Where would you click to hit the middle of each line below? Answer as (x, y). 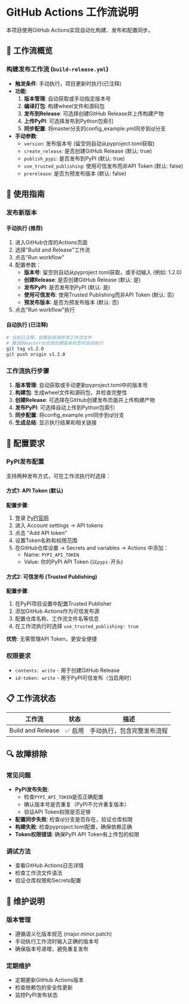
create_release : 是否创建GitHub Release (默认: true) (88, 151)
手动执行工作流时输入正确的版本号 (57, 942)
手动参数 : (26, 136)
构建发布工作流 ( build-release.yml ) (57, 69)
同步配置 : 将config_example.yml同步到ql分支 (69, 415)
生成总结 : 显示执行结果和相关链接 (56, 422)
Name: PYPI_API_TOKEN (51, 555)
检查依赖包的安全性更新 (44, 988)
